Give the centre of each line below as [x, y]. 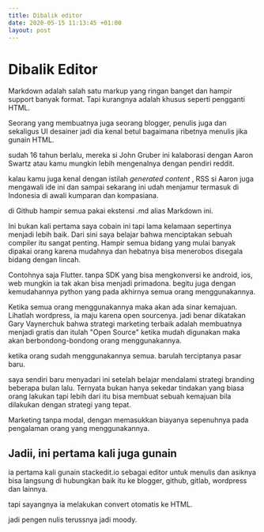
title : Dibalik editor [45, 15]
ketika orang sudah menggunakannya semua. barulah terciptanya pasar [125, 356]
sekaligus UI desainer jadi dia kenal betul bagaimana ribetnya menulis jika [128, 132]
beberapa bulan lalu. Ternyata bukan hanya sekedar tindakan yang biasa [126, 388]
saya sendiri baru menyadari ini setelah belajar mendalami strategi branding [131, 380]
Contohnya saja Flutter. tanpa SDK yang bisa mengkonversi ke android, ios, [130, 275]
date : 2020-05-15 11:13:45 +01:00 [65, 23]
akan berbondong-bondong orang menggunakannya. [95, 341]
